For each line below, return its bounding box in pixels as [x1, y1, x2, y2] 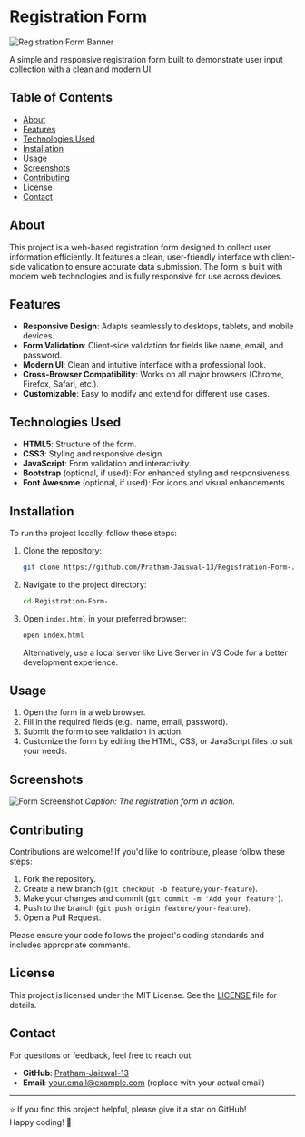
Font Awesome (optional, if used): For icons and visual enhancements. [22, 477, 288, 488]
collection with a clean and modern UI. [9, 64, 154, 74]
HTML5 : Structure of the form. [22, 438, 137, 450]
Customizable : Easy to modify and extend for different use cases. [22, 388, 271, 399]
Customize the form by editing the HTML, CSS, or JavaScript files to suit [22, 736, 293, 747]
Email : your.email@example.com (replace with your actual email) [22, 1077, 265, 1088]
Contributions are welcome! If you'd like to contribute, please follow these [9, 847, 286, 858]
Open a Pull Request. [22, 912, 102, 923]
